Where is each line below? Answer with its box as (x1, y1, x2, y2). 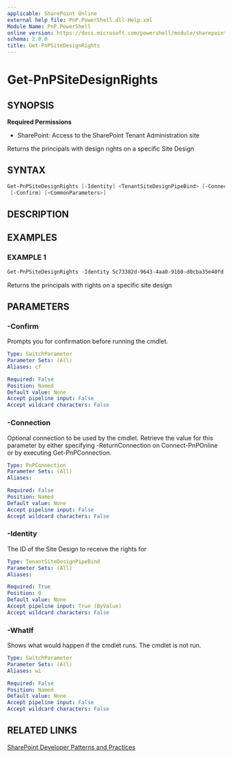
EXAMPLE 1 (7, 253, 47, 263)
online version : (7, 29, 54, 37)
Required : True (7, 583, 51, 591)
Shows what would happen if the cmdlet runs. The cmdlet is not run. (7, 641, 202, 650)
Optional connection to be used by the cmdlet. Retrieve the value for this (7, 433, 213, 442)
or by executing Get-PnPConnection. (7, 448, 112, 457)
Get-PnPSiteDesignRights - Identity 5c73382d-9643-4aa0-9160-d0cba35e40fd (7, 268, 224, 275)
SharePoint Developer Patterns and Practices (7, 743, 136, 751)
